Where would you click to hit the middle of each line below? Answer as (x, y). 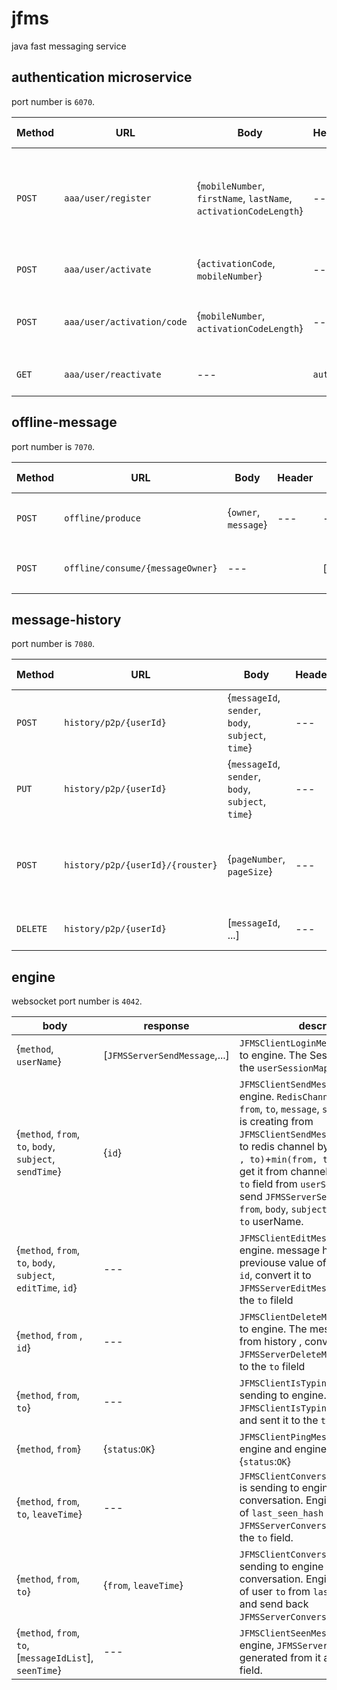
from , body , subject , (285, 1209)
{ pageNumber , (256, 859)
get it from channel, (285, 1172)
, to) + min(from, (278, 1159)
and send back (274, 1604)
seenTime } (39, 1670)
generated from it (280, 1658)
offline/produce (102, 518)
